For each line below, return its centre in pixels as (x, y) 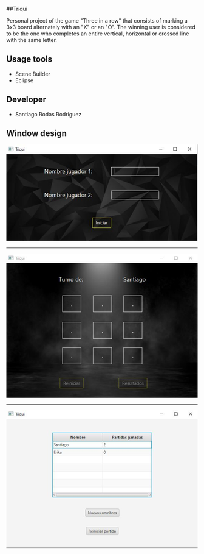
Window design (36, 133)
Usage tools (29, 59)
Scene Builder (32, 74)
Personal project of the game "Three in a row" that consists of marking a (97, 20)
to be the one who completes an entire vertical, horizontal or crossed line (98, 34)
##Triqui (17, 9)
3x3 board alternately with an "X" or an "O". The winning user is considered (101, 27)
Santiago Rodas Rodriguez (48, 114)
